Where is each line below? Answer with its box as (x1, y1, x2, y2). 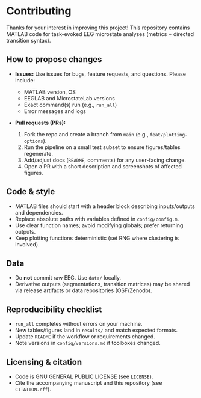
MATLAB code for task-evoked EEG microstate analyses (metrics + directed (6, 30, 194, 37)
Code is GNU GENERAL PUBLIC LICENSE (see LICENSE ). (14, 373, 153, 380)
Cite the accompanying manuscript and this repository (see (14, 379, 162, 386)
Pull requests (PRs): (14, 119, 66, 126)
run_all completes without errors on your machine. (14, 320, 143, 328)
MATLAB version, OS (23, 88, 76, 96)
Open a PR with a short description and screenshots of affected (23, 162, 182, 170)
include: (14, 76, 35, 84)
